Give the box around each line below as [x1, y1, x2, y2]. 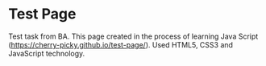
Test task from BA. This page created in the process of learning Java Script [8, 31, 259, 41]
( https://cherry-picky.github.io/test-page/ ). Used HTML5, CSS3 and [8, 39, 234, 49]
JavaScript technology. [8, 48, 85, 58]
